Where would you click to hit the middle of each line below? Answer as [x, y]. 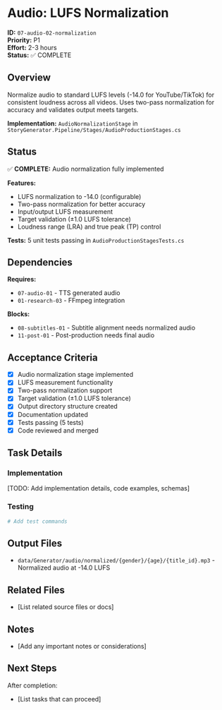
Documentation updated [53, 414]
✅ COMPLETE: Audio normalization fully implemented [86, 169]
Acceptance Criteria [53, 357]
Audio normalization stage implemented [75, 375]
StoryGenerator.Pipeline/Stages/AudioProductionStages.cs [94, 130]
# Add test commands [38, 521]
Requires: [22, 279]
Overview [29, 78]
